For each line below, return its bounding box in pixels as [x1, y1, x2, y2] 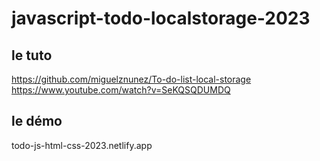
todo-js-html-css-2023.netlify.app [11, 139, 153, 151]
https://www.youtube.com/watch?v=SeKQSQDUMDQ [11, 84, 231, 96]
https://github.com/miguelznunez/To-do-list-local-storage [11, 73, 252, 85]
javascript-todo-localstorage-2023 [11, 7, 311, 30]
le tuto [11, 47, 53, 64]
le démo [11, 113, 63, 130]
